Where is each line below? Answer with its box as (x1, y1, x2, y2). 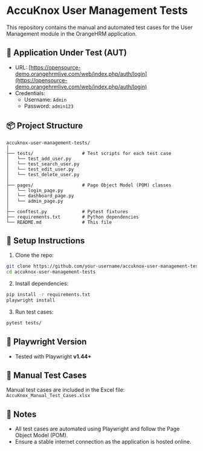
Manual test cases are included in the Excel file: (6, 386, 125, 393)
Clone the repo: (14, 252, 54, 259)
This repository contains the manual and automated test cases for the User (6, 24, 193, 31)
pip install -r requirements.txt (6, 292, 91, 298)
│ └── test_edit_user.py (6, 166, 74, 173)
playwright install (6, 297, 56, 303)
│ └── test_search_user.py (6, 161, 80, 167)
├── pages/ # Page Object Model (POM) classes (6, 182, 172, 188)
